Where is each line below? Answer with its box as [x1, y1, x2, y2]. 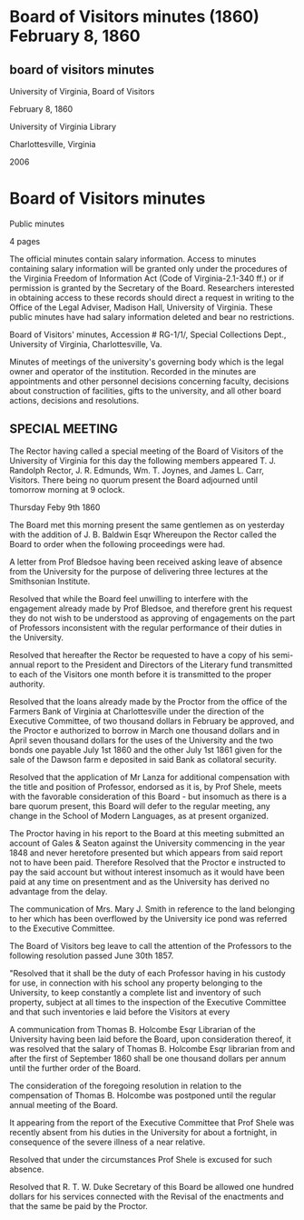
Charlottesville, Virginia [9, 139, 96, 149]
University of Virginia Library [9, 121, 116, 132]
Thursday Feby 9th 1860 [9, 502, 101, 513]
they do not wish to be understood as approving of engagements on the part [9, 612, 296, 624]
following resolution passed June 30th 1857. [9, 950, 174, 961]
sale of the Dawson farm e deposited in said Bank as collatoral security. [9, 754, 277, 765]
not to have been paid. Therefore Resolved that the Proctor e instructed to [9, 856, 286, 867]
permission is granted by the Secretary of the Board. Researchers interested [9, 282, 295, 293]
